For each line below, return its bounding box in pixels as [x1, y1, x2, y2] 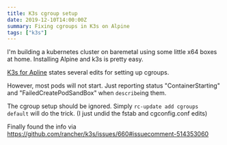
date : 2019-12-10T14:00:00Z [7, 16, 88, 23]
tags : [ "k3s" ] [7, 29, 48, 36]
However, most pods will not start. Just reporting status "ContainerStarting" [7, 81, 220, 90]
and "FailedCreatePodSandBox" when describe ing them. [7, 89, 167, 97]
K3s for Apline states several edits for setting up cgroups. [7, 68, 170, 77]
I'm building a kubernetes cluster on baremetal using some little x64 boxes [7, 48, 217, 56]
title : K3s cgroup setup [7, 10, 78, 17]
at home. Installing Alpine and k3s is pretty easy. [7, 55, 144, 64]
